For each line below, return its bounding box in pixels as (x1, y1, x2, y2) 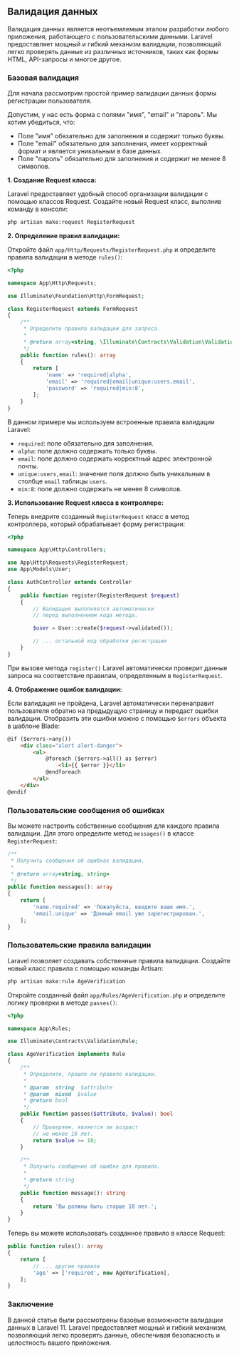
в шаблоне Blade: (7, 722, 60, 730)
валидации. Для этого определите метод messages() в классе (7, 829, 194, 838)
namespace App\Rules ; (7, 1025, 72, 1032)
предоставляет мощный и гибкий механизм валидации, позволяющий (7, 39, 222, 48)
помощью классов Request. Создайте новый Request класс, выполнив (7, 198, 222, 206)
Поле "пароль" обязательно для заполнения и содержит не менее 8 (17, 155, 226, 163)
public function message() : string (20, 1189, 126, 1196)
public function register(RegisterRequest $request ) (20, 592, 180, 599)
